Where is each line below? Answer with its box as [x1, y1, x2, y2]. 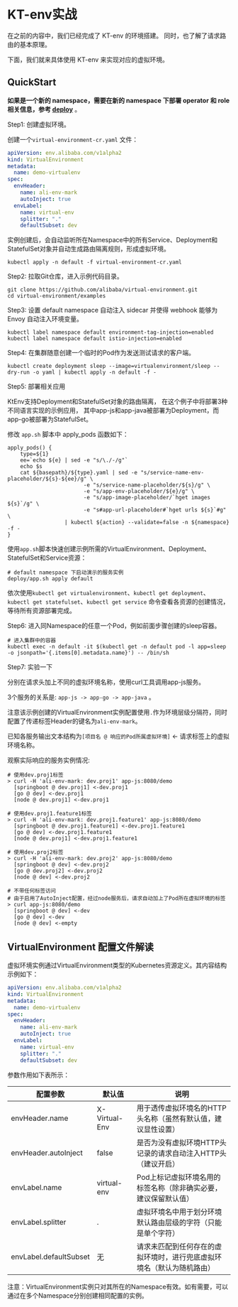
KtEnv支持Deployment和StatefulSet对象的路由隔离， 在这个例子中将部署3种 [7, 397, 228, 406]
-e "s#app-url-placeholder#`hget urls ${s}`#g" [83, 506, 227, 514]
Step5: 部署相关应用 [7, 382, 66, 391]
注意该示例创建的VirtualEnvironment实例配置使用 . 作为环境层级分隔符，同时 [7, 708, 228, 717]
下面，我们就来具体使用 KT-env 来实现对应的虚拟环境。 [7, 55, 169, 64]
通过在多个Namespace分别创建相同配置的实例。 [7, 1291, 148, 1300]
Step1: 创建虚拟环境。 [7, 120, 71, 129]
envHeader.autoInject [11, 1148, 83, 1158]
